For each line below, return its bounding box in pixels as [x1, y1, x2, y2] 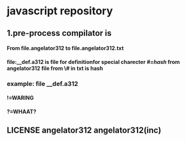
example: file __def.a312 [7, 79, 78, 88]
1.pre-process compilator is [7, 28, 112, 38]
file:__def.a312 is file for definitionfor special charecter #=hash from [7, 58, 180, 65]
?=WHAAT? [7, 108, 36, 115]
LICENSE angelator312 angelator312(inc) [7, 125, 161, 136]
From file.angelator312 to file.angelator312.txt [7, 45, 124, 52]
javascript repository [7, 4, 113, 18]
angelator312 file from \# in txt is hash [7, 65, 103, 72]
